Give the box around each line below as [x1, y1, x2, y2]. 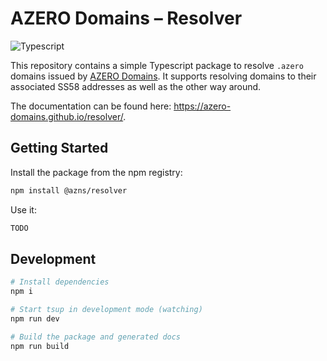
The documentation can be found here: [10, 100, 172, 112]
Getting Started [10, 140, 109, 157]
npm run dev [10, 313, 60, 324]
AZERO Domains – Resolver [10, 7, 243, 30]
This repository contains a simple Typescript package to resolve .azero [10, 59, 304, 71]
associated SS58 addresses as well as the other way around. [10, 80, 262, 92]
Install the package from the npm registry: [10, 166, 183, 178]
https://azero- [173, 100, 232, 112]
